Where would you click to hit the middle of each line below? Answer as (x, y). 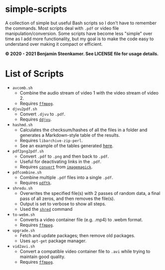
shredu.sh (23, 188)
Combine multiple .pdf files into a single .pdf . (66, 177)
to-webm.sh (24, 215)
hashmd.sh (23, 125)
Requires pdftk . (36, 182)
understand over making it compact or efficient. (54, 44)
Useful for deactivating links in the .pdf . (61, 161)
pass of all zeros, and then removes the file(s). (67, 198)
